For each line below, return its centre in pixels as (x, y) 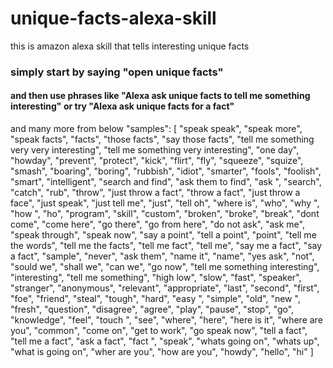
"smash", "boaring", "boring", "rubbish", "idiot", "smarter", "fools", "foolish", (166, 171)
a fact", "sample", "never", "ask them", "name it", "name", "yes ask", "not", (162, 256)
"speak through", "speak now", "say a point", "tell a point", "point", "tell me (163, 235)
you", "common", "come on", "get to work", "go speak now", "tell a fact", (159, 331)
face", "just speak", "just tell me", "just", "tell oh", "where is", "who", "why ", (165, 203)
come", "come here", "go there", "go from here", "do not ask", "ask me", (157, 224)
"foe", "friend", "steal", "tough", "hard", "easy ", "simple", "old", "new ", (155, 299)
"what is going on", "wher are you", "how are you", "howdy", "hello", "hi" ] (162, 352)
